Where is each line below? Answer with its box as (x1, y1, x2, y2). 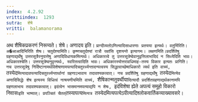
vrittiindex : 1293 (6, 14, 55, 20)
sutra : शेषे (6, 20, 33, 26)
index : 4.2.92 (6, 8, 44, 15)
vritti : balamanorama (6, 25, 62, 32)
